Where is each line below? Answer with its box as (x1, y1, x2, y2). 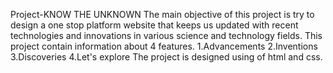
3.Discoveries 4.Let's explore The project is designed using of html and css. (10, 51, 323, 63)
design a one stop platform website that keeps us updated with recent (10, 19, 299, 31)
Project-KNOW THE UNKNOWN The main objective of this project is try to (10, 9, 315, 20)
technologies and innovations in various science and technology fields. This (10, 30, 323, 41)
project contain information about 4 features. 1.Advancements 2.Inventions (10, 40, 318, 52)
